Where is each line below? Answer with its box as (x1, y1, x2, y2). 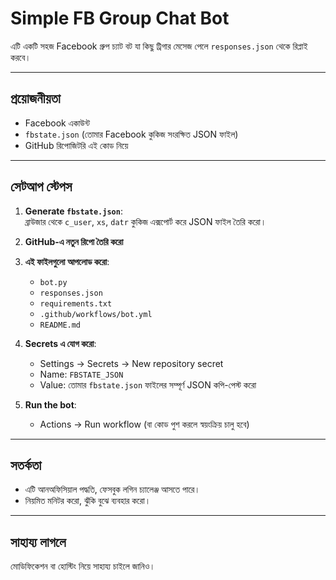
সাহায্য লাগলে (10, 533, 67, 551)
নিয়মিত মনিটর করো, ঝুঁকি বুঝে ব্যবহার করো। (24, 495, 152, 507)
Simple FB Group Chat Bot (10, 7, 230, 30)
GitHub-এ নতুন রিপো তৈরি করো (24, 235, 124, 247)
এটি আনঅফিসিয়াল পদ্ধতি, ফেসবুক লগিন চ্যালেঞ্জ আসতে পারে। (24, 483, 201, 496)
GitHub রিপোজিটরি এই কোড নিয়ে (24, 139, 129, 151)
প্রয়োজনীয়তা (10, 90, 61, 107)
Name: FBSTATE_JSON (39, 368, 124, 380)
